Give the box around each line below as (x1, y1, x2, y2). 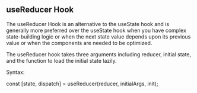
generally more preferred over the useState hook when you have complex (6, 27, 187, 34)
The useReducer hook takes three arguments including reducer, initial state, (6, 50, 192, 58)
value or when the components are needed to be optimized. (6, 39, 152, 46)
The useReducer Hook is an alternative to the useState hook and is (6, 20, 170, 27)
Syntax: (6, 68, 25, 76)
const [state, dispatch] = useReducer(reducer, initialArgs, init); (6, 80, 158, 87)
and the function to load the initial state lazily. (6, 57, 117, 64)
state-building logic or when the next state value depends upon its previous (6, 33, 191, 40)
